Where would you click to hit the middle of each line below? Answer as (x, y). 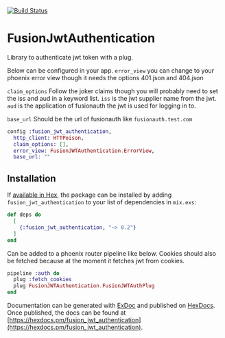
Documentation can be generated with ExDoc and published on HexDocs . (111, 305)
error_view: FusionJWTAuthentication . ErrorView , (84, 151)
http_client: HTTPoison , (49, 138)
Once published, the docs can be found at (67, 313)
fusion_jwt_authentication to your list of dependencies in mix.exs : (102, 202)
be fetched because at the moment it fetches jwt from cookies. (96, 261)
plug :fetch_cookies (43, 280)
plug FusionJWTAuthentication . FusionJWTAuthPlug (84, 286)
